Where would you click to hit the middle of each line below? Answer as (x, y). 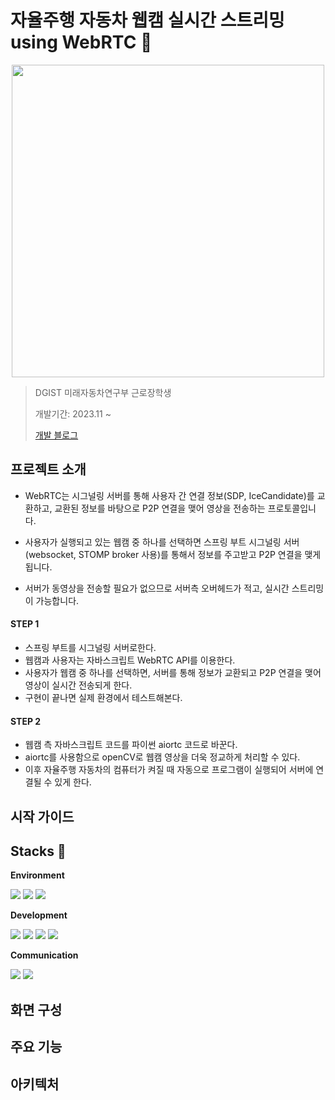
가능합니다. (57, 600)
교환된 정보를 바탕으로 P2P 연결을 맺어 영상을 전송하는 (160, 508)
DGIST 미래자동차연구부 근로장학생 (103, 392)
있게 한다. (73, 782)
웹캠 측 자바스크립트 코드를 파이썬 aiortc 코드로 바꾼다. (131, 745)
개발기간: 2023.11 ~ (73, 413)
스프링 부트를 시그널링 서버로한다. (90, 647)
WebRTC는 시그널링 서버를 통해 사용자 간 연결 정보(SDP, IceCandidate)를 (169, 495)
